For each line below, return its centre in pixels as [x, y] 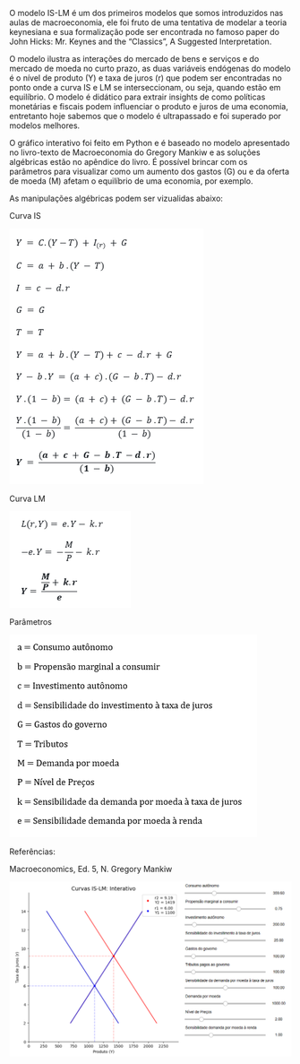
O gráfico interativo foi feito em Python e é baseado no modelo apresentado [150, 143]
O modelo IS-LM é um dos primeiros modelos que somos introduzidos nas [146, 13]
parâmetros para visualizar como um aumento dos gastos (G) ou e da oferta [149, 171]
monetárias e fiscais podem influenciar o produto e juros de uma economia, [149, 106]
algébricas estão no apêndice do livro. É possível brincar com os [129, 162]
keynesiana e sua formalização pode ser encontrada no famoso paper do [145, 32]
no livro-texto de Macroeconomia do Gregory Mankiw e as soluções [135, 152]
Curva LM [28, 498]
